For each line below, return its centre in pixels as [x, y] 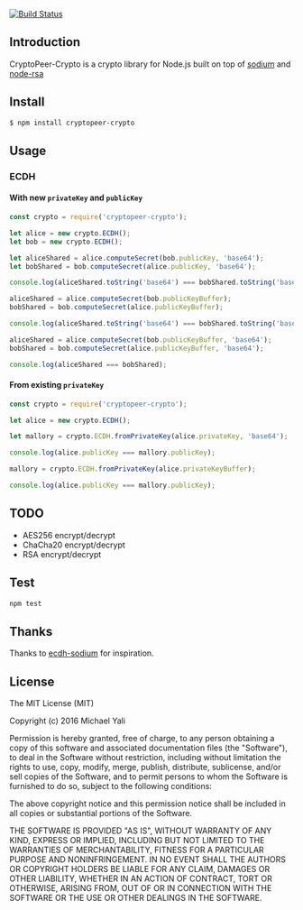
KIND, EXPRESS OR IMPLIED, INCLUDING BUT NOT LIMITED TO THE [137, 841]
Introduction [45, 42]
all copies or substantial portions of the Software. [101, 813]
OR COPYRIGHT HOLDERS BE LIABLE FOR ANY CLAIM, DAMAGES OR [140, 869]
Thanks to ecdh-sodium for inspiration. [82, 653]
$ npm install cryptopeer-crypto [72, 123]
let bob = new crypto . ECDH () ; [66, 242]
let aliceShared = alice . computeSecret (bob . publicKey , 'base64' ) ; [137, 258]
